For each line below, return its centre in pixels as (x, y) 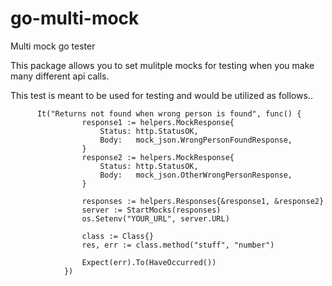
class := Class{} (118, 236)
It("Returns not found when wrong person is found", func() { (169, 113)
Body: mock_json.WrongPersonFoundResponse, (196, 140)
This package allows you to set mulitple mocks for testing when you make (162, 65)
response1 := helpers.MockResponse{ (158, 122)
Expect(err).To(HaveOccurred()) (149, 262)
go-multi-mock (75, 18)
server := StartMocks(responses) (151, 210)
